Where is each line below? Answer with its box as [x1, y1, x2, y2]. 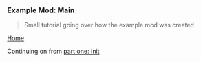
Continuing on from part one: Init [7, 47, 100, 56]
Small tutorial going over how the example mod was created [23, 21, 195, 29]
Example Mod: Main [7, 5, 75, 15]
